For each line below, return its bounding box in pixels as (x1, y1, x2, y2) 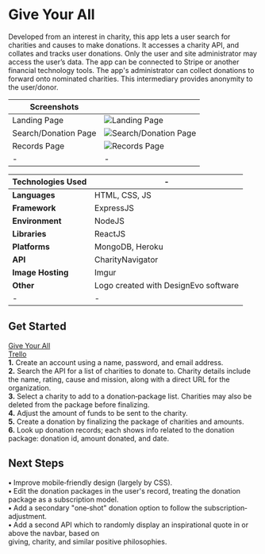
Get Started (8, 320, 67, 333)
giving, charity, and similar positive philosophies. (8, 537, 167, 546)
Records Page (12, 140, 65, 152)
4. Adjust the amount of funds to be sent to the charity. (8, 408, 188, 417)
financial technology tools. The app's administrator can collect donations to (8, 65, 255, 75)
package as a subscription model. (8, 494, 119, 504)
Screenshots (29, 101, 79, 112)
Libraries (12, 228, 47, 239)
